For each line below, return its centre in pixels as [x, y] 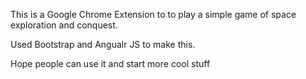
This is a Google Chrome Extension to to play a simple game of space [153, 14]
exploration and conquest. [64, 25]
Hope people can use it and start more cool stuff [110, 63]
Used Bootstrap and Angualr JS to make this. [103, 44]
